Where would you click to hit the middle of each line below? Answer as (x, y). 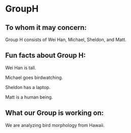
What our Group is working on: (55, 113)
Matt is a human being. (29, 97)
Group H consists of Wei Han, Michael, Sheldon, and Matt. (66, 39)
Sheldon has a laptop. (28, 87)
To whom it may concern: (46, 28)
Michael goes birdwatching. (34, 77)
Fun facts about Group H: (46, 55)
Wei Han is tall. (21, 68)
